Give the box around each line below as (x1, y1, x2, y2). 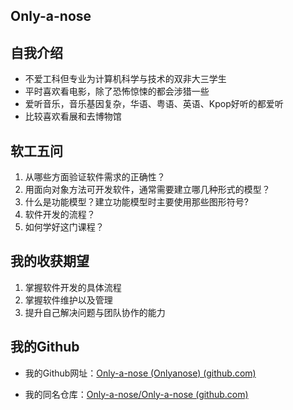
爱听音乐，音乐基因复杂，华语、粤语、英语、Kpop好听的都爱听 (24, 98, 284, 110)
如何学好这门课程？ (24, 221, 105, 233)
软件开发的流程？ (24, 209, 96, 221)
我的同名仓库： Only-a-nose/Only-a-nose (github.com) (24, 388, 249, 400)
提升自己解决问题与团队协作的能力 (24, 306, 166, 318)
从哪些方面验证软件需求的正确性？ (24, 171, 166, 183)
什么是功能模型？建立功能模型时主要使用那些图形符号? (24, 196, 249, 208)
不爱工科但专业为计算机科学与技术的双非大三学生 (24, 73, 227, 85)
